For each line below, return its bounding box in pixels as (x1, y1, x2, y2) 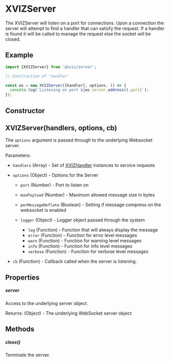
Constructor (5, 106, 45, 115)
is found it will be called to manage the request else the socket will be (5, 31, 151, 37)
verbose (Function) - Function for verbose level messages (27, 248, 149, 255)
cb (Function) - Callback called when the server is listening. (12, 258, 137, 265)
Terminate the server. (5, 352, 50, 358)
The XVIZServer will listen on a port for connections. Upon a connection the (5, 20, 164, 26)
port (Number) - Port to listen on (20, 182, 89, 188)
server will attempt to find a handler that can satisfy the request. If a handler (5, 25, 165, 31)
